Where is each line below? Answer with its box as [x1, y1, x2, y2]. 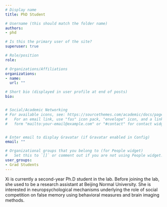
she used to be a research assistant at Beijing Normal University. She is [5, 181, 151, 187]
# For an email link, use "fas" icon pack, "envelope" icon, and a [5, 117, 153, 122]
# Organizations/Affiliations [5, 66, 68, 71]
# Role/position [5, 53, 39, 58]
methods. [5, 197, 25, 203]
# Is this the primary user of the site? [5, 39, 92, 44]
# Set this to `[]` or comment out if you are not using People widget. [5, 153, 164, 158]
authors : [5, 25, 23, 30]
